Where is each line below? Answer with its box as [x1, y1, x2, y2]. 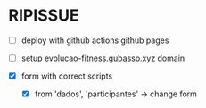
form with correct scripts [21, 71, 113, 81]
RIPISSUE [8, 5, 79, 26]
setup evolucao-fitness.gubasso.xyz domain [21, 53, 185, 63]
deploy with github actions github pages [21, 35, 169, 46]
